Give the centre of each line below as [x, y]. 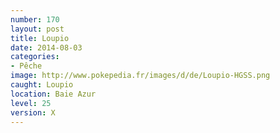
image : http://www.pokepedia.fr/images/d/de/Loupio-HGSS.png [140, 76]
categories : [35, 57]
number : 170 [35, 19]
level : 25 [31, 103]
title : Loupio [40, 38]
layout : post [37, 29]
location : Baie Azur [53, 94]
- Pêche [26, 66]
